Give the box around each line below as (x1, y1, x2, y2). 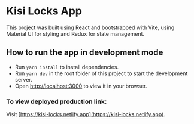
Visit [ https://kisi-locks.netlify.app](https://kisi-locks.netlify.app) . (6, 111, 166, 118)
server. (14, 76, 33, 83)
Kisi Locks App (6, 4, 83, 18)
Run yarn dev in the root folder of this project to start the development (14, 70, 188, 77)
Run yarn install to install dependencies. (14, 63, 119, 70)
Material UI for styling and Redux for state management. (6, 30, 145, 37)
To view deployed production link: (6, 97, 107, 106)
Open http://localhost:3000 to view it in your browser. (14, 82, 148, 89)
